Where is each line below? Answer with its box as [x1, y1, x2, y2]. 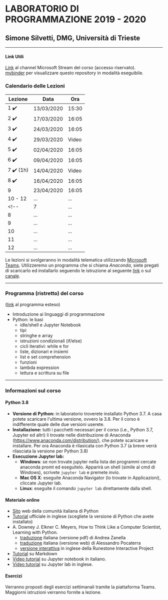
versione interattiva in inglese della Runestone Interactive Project [19, 545, 154, 551]
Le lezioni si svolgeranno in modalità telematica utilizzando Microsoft [5, 257, 147, 263]
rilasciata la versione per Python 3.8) [12, 448, 88, 454]
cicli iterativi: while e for [19, 343, 69, 349]
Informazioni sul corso [5, 387, 61, 394]
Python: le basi [12, 316, 43, 322]
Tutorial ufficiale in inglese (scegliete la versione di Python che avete [12, 513, 154, 520]
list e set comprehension [19, 353, 71, 359]
